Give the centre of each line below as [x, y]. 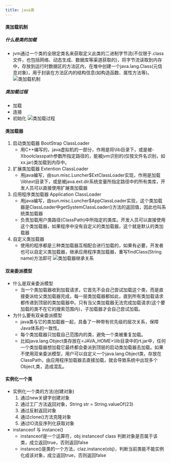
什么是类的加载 [21, 39]
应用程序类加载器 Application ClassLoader [57, 194]
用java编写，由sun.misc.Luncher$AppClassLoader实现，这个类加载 [91, 201]
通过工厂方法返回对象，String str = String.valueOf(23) [77, 404]
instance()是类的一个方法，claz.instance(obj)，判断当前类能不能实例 [92, 449]
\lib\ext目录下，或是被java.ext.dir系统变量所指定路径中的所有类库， [91, 181]
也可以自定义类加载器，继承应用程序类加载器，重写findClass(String [91, 252]
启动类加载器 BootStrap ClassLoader [51, 143]
